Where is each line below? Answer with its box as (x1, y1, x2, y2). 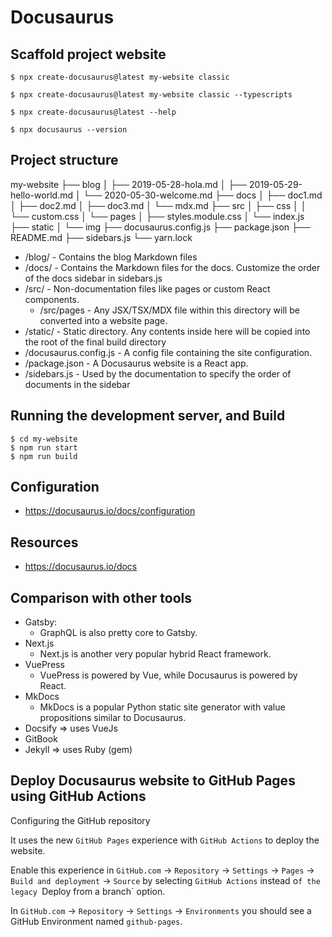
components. (24, 293, 80, 305)
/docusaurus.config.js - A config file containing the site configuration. (24, 346, 313, 358)
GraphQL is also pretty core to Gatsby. (39, 627, 198, 639)
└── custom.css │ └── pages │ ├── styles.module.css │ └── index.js (10, 210, 305, 222)
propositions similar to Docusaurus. (39, 712, 187, 724)
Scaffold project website (10, 46, 167, 63)
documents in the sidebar (24, 378, 131, 390)
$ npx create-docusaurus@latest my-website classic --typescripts (10, 90, 293, 100)
